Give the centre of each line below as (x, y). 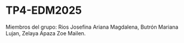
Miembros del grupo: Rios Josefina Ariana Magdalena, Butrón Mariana (92, 27)
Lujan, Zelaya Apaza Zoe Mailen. (46, 33)
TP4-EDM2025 (44, 10)
